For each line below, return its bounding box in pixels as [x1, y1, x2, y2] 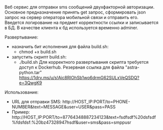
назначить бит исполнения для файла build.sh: [11, 44, 109, 49]
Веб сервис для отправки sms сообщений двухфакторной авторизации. [4, 4, 155, 10]
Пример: [11, 109, 30, 115]
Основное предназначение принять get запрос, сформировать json [4, 9, 146, 15]
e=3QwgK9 [19, 80, 42, 86]
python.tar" [19, 70, 42, 75]
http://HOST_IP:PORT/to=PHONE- [62, 99, 130, 104]
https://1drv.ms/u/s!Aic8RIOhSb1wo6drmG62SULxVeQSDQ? [19, 75, 140, 80]
